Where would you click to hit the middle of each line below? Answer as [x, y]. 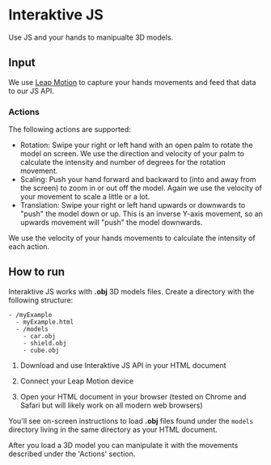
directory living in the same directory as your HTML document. [113, 429]
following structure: [41, 300]
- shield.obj [45, 343]
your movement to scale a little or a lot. [85, 197]
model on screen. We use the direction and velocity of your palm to [132, 154]
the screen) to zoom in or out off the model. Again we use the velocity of [141, 188]
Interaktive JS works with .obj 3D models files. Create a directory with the [131, 291]
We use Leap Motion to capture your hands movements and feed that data [132, 82]
